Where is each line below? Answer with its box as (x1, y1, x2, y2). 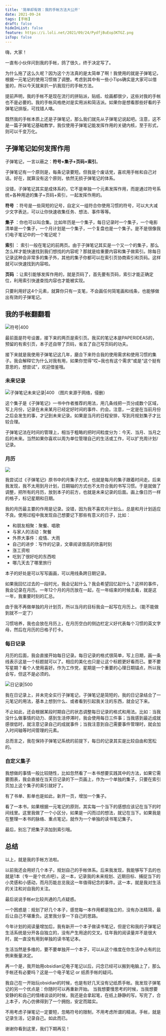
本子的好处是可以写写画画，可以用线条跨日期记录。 (5, 571, 109, 576)
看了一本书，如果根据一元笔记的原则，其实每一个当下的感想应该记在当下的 (5, 804, 157, 809)
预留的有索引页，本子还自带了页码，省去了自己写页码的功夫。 (5, 341, 131, 347)
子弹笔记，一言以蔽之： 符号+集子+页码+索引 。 (5, 158, 101, 164)
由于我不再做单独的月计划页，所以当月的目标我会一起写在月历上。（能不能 (5, 604, 155, 610)
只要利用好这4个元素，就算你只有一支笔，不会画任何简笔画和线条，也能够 (5, 288, 156, 294)
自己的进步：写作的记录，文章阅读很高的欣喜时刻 (12, 541, 112, 547)
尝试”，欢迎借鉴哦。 (26, 364, 68, 370)
